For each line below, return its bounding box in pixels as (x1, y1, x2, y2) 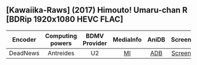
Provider (83, 39, 107, 47)
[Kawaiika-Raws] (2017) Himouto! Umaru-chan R (6, 5, 188, 15)
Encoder (12, 35, 36, 43)
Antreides (47, 49, 74, 57)
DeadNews (9, 49, 40, 57)
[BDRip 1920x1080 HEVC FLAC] (6, 15, 124, 25)
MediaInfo (113, 35, 142, 43)
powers (50, 39, 72, 47)
